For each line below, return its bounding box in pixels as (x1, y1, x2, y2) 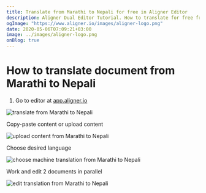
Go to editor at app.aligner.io (15, 96, 88, 104)
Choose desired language (6, 144, 72, 151)
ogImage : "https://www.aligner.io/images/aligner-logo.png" (6, 20, 164, 26)
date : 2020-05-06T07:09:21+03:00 (6, 26, 92, 32)
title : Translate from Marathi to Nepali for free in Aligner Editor (6, 9, 188, 15)
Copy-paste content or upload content (6, 120, 104, 128)
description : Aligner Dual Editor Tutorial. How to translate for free (6, 15, 193, 21)
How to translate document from (6, 64, 175, 78)
